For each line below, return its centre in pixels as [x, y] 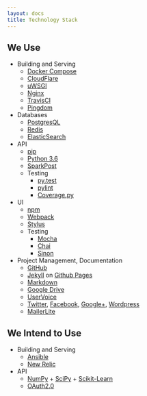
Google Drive [46, 290]
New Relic [41, 364]
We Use [24, 48]
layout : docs [26, 13]
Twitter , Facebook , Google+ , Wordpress [83, 304]
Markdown [42, 282]
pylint [45, 188]
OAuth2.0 [41, 386]
